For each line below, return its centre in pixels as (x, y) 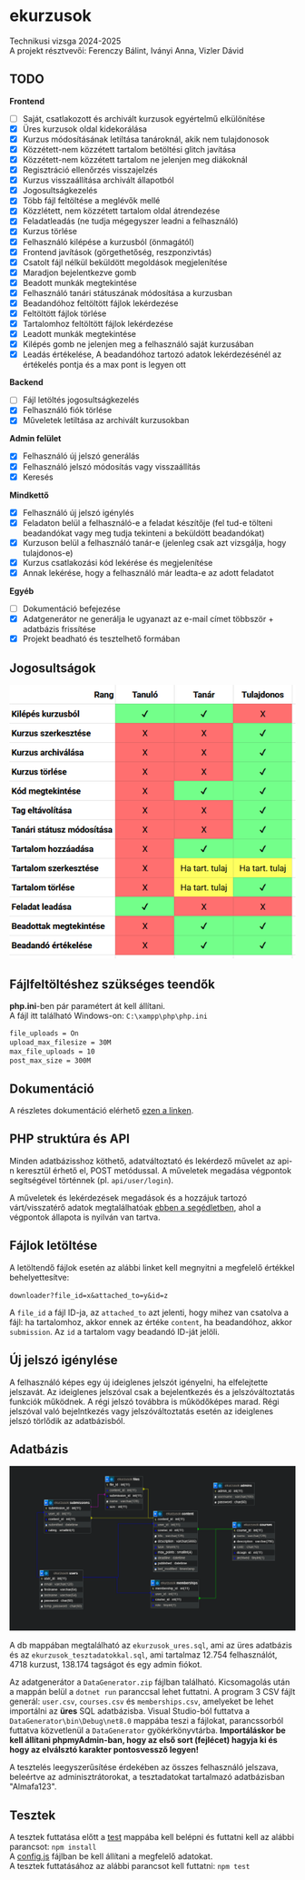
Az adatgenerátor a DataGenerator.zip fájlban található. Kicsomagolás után (150, 1682)
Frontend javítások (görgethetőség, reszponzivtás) (117, 252)
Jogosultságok (53, 668)
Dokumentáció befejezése (71, 609)
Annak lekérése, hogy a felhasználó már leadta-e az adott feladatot (148, 572)
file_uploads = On (44, 1034)
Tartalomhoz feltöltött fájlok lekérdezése (98, 324)
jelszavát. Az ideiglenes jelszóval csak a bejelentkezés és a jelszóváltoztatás (152, 1391)
